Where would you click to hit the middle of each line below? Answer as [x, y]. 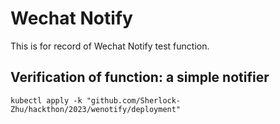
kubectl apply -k [46, 100]
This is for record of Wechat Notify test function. [110, 46]
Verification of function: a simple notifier [140, 77]
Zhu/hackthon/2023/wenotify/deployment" [96, 109]
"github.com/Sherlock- [134, 100]
